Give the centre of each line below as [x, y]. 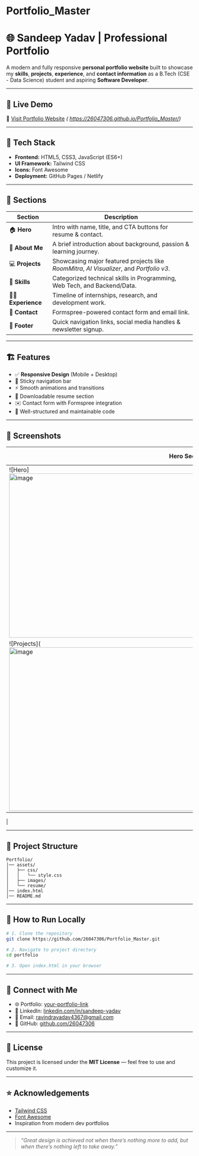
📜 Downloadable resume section [54, 396]
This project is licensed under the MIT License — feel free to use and [91, 1062]
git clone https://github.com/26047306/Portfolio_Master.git [83, 939]
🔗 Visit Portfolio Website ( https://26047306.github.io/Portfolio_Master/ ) [94, 118]
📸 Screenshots [34, 436]
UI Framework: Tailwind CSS [50, 163]
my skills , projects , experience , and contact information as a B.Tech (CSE [98, 74]
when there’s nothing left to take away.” [69, 1147]
